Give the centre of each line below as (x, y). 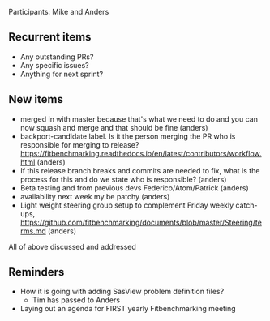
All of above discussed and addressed (72, 246)
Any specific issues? (54, 65)
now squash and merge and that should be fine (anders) (114, 127)
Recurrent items (50, 37)
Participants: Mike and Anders (59, 12)
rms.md (33, 231)
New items (36, 99)
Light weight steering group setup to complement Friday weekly (127, 205)
